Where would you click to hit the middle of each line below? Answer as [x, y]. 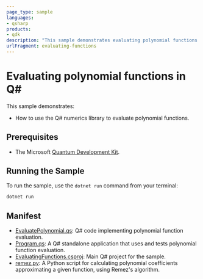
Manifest [24, 216]
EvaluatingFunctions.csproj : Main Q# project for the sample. [91, 256]
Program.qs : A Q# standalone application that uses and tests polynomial [106, 244]
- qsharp [17, 23]
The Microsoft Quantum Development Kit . [67, 152]
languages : [20, 18]
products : [19, 29]
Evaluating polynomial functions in [96, 76]
